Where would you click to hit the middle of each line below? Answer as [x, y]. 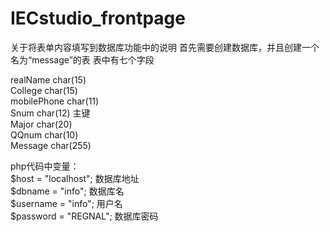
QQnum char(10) [44, 134]
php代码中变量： [45, 166]
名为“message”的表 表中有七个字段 [82, 59]
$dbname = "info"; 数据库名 [67, 191]
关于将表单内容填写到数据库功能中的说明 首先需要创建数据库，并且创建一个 [165, 47]
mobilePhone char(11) [55, 101]
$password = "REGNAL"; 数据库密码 [84, 216]
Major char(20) [41, 124]
